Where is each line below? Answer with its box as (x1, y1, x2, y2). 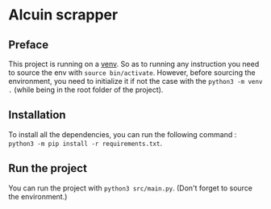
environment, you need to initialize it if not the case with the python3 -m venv (8, 77, 263, 86)
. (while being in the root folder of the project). (8, 85, 164, 94)
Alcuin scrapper (8, 6, 119, 24)
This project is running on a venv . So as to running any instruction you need (8, 59, 260, 69)
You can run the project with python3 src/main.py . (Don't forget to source (8, 183, 252, 193)
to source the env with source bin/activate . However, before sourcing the (8, 68, 256, 77)
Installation (8, 108, 66, 122)
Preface (8, 38, 49, 52)
